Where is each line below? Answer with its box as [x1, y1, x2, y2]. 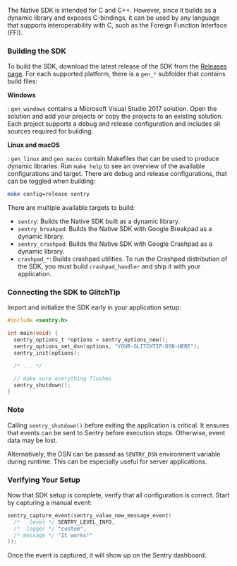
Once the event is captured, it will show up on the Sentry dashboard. [7, 551, 207, 560]
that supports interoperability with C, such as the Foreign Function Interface [7, 21, 228, 29]
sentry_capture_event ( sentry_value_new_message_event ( [7, 512, 172, 519]
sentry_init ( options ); [13, 349, 80, 356]
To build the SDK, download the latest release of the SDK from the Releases [7, 62, 227, 71]
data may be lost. [7, 436, 58, 444]
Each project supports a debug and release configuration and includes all [7, 119, 221, 128]
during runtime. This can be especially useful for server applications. [7, 457, 207, 466]
